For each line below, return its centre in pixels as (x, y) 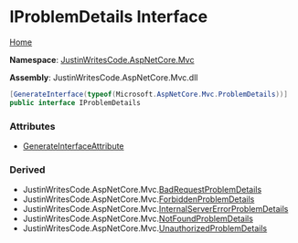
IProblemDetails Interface (109, 17)
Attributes (32, 126)
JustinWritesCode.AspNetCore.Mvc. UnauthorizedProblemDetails (145, 228)
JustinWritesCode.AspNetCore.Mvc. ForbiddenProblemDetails (138, 199)
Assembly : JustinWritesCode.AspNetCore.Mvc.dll (104, 77)
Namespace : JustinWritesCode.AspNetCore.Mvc (102, 59)
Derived (27, 169)
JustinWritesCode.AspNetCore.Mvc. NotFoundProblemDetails (138, 219)
